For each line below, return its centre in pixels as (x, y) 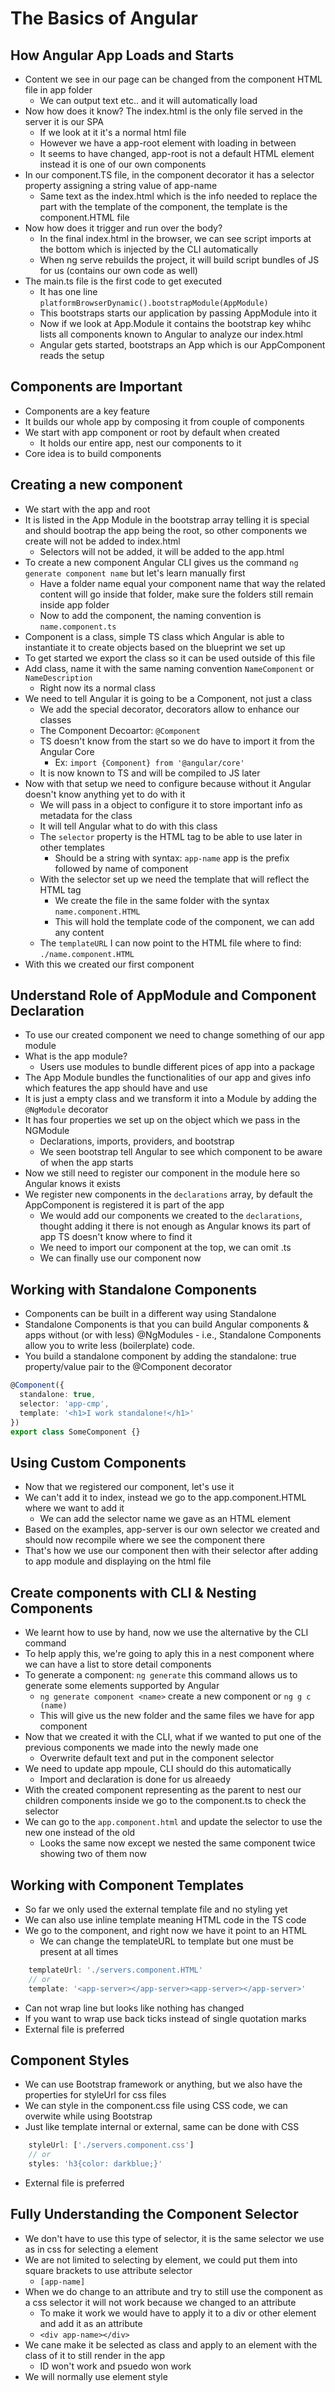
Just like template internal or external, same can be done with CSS (162, 2127)
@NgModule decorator (66, 1109)
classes (55, 719)
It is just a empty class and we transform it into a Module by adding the (171, 1099)
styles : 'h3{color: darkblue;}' (95, 2164)
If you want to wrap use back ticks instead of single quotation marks (165, 2018)
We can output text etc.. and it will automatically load (148, 100)
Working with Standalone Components (134, 1289)
